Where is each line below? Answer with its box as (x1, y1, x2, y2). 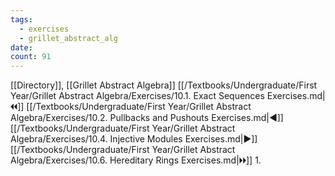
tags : (10, 14, 33, 25)
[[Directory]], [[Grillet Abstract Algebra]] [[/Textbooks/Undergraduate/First (10, 79, 318, 91)
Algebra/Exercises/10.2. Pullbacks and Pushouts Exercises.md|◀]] (10, 112, 284, 124)
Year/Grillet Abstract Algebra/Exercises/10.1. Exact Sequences (10, 90, 265, 102)
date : (10, 42, 33, 53)
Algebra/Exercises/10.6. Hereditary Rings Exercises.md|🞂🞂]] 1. (10, 154, 262, 166)
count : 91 (10, 52, 52, 62)
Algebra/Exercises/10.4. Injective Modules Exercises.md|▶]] (10, 133, 258, 145)
